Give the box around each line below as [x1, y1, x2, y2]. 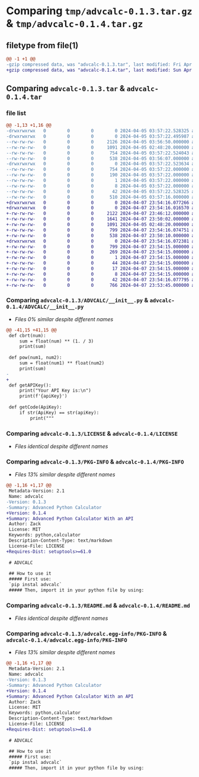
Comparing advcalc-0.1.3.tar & [6, 84, 126, 94]
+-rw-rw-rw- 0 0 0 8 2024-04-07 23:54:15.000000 [6, 271, 190, 277]
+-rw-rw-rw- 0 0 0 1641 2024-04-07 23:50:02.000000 [6, 216, 190, 222]
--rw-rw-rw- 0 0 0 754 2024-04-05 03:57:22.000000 [6, 167, 190, 172]
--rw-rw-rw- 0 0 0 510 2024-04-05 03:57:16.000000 [6, 194, 190, 200]
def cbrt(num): [8, 332, 46, 338]
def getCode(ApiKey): [8, 404, 62, 410]
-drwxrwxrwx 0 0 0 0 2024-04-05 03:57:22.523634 [6, 161, 190, 167]
